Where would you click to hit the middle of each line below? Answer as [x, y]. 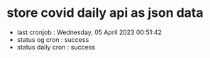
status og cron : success [53, 39]
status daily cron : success [56, 47]
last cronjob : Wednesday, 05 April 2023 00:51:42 [89, 32]
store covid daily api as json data [105, 13]
